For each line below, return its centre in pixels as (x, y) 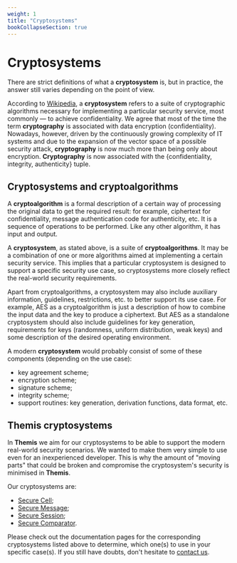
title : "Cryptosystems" (43, 21)
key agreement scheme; (53, 373)
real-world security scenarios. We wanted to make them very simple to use (117, 450)
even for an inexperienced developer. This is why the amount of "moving (114, 458)
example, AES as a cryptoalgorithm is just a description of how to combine (116, 307)
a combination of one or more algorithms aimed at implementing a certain (115, 255)
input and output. (33, 234)
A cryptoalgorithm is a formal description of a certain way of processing (114, 204)
